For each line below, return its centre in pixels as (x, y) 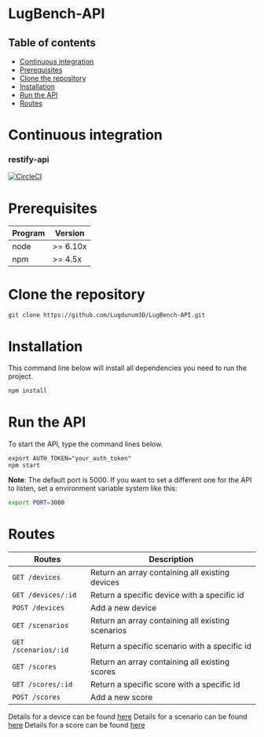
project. (21, 376)
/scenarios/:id (40, 650)
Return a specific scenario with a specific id (170, 646)
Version (70, 233)
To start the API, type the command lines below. (86, 444)
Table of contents (52, 43)
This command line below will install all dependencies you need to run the (128, 368)
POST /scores (37, 697)
